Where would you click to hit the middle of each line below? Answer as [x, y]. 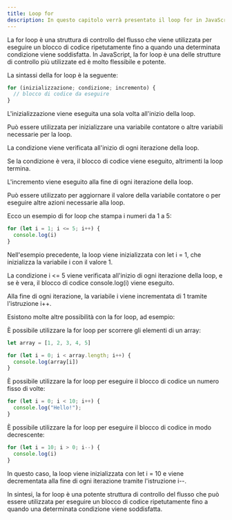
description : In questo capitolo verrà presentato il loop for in [105, 20]
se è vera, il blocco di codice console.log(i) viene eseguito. [91, 282]
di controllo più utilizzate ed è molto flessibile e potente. [87, 61]
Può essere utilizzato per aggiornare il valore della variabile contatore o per [114, 195]
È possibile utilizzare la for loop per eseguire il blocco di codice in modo [109, 427]
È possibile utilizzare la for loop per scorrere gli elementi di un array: [104, 330]
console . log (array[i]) [46, 362]
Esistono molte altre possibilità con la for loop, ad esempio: [91, 317]
